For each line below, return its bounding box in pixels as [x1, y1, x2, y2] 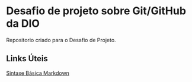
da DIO [6, 17, 40, 30]
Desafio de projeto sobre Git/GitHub [6, 4, 187, 18]
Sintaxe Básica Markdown [6, 70, 70, 77]
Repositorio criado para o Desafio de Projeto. [6, 36, 117, 43]
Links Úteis [6, 53, 49, 64]
